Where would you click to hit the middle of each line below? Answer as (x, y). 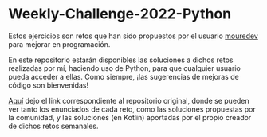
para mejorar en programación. (59, 44)
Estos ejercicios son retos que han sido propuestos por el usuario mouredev (133, 36)
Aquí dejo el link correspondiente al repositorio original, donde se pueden (129, 100)
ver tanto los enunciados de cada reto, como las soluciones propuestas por (132, 109)
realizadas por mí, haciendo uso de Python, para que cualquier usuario (124, 68)
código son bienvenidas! (49, 85)
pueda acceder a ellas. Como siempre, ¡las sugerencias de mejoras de (124, 76)
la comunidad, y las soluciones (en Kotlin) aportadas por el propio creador (130, 117)
